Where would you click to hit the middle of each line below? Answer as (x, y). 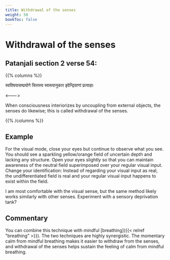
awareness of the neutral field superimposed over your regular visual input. (84, 165)
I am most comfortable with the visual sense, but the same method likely (81, 191)
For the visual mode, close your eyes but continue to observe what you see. (84, 149)
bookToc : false (21, 19)
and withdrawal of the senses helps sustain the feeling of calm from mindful (84, 247)
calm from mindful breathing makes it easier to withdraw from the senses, (82, 241)
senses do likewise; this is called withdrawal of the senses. (67, 111)
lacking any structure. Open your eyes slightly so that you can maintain (79, 160)
